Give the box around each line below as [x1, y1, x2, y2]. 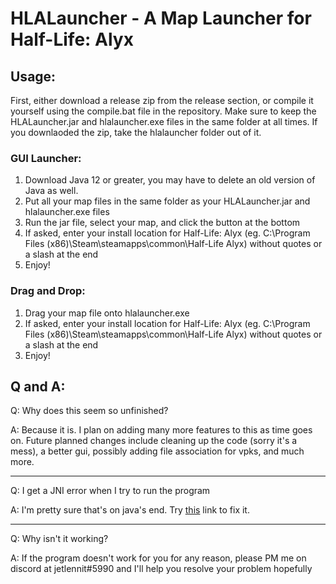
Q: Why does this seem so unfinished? [10, 405, 169, 417]
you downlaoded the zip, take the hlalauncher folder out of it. [10, 127, 262, 138]
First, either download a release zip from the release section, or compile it [10, 95, 314, 106]
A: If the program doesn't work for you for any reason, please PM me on [10, 552, 307, 564]
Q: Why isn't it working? [10, 533, 109, 545]
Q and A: [10, 378, 66, 395]
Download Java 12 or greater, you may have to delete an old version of [24, 174, 316, 186]
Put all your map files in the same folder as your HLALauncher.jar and [24, 195, 311, 207]
